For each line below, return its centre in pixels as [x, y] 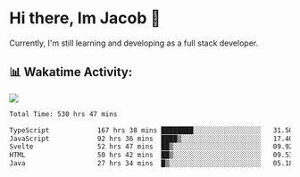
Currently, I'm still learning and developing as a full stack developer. [134, 43]
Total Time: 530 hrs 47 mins [63, 114]
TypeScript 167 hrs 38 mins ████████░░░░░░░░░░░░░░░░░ [135, 130]
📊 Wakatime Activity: [71, 72]
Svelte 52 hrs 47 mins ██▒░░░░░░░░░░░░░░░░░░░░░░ [135, 147]
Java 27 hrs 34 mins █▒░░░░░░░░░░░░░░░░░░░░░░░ [135, 164]
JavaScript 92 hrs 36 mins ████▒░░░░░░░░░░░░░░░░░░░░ [135, 139]
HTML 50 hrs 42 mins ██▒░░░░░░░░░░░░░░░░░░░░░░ [135, 156]
